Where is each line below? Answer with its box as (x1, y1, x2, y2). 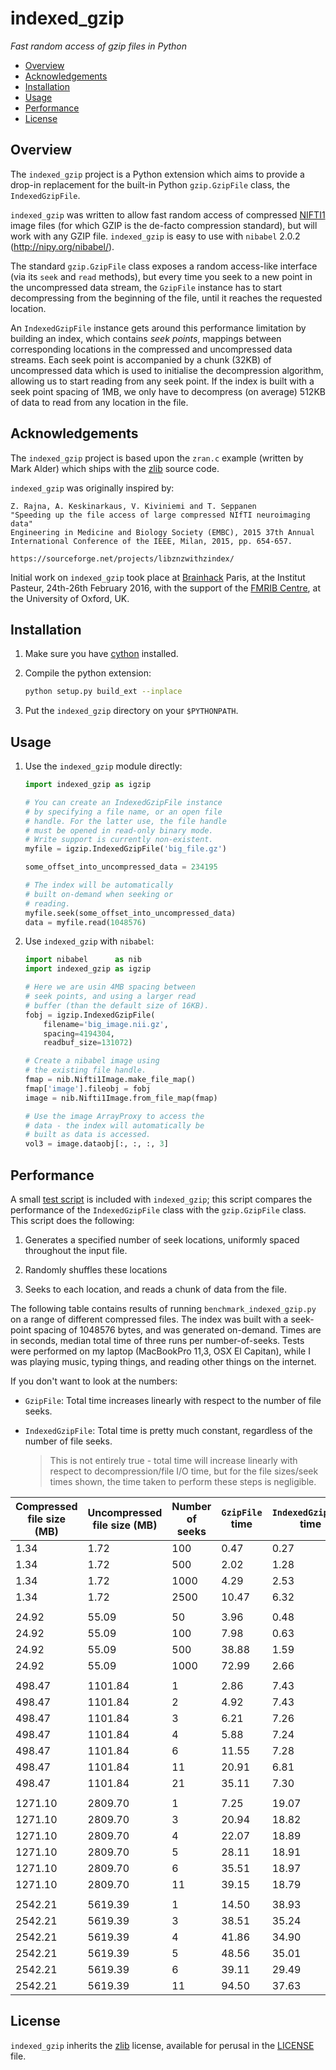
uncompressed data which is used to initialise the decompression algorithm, (10, 364, 324, 376)
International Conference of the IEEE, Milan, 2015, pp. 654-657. (10, 536, 293, 546)
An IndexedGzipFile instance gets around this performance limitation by (10, 322, 307, 334)
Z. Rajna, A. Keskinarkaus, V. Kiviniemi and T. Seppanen (10, 501, 257, 511)
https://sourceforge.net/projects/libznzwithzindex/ (10, 553, 235, 564)
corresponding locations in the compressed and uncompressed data (10, 343, 293, 355)
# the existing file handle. (24, 1065, 147, 1076)
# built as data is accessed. (24, 1130, 152, 1140)
